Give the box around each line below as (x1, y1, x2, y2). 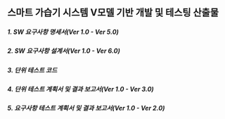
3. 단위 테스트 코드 (7, 65, 58, 74)
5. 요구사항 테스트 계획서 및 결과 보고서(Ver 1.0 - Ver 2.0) (7, 104, 165, 113)
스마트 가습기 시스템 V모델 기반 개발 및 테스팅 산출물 (7, 6, 219, 19)
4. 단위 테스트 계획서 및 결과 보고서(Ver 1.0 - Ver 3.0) (7, 85, 155, 94)
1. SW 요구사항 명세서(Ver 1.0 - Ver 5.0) (7, 27, 120, 36)
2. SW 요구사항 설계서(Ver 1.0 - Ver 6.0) (7, 46, 121, 55)
